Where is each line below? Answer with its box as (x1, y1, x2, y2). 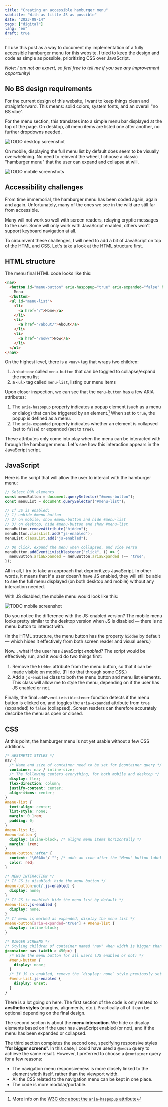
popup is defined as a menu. (12, 415, 71, 421)
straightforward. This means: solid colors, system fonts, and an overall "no (5, 103, 158, 109)
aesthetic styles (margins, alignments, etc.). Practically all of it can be (5, 1004, 150, 1010)
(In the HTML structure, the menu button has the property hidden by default (5, 633, 161, 639)
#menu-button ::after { (5, 851, 52, 856)
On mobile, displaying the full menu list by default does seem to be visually (5, 148, 159, 154)
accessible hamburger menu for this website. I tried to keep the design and (5, 50, 160, 56)
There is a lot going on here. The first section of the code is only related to (5, 999, 158, 1005)
